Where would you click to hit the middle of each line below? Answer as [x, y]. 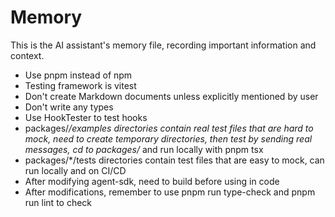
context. [27, 55]
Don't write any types [69, 107]
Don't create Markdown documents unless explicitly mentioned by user [171, 96]
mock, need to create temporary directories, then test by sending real [168, 138]
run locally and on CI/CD [75, 170]
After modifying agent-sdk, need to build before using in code [152, 181]
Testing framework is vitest [80, 85]
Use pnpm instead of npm [78, 75]
